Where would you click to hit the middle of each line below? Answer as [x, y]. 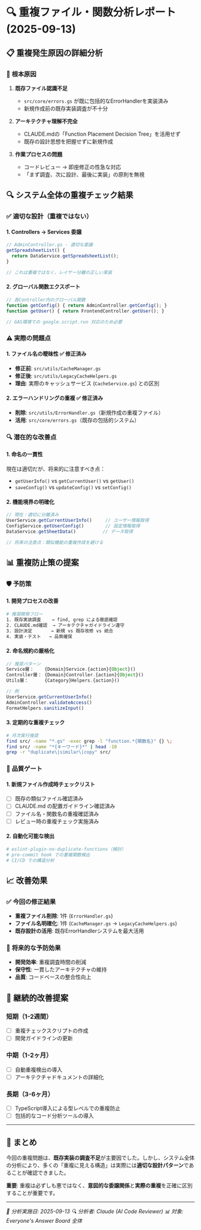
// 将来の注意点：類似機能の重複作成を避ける [55, 542]
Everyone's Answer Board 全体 [44, 1220]
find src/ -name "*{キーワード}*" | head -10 [62, 747]
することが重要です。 [32, 1193]
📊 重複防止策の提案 [43, 562]
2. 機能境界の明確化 [31, 502]
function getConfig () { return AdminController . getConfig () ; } [87, 305]
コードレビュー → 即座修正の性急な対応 [72, 167]
